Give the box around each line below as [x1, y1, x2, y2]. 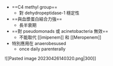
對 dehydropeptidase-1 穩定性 [19, 10, 80, 16]
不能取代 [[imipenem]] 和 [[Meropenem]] [19, 34, 102, 40]
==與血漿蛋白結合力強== [11, 16, 62, 22]
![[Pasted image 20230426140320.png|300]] [4, 56, 96, 61]
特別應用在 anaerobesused [11, 41, 66, 46]
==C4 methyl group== [11, 4, 57, 10]
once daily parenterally [19, 46, 66, 52]
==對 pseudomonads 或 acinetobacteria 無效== [11, 28, 109, 34]
